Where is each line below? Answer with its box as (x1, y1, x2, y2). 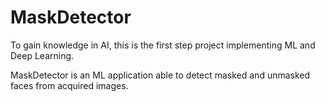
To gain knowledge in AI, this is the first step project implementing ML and (10, 39, 316, 51)
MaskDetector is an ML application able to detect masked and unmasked (10, 69, 311, 81)
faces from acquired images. (10, 79, 129, 91)
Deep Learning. (10, 49, 75, 61)
